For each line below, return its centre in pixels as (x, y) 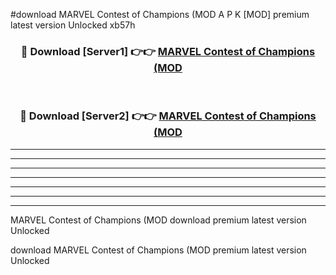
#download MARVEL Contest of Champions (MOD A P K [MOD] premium (160, 14)
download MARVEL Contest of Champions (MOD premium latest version (158, 250)
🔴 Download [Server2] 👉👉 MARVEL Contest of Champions (168, 116)
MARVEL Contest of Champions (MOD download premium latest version (158, 220)
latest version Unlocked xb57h (73, 25)
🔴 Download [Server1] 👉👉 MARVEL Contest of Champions (168, 51)
